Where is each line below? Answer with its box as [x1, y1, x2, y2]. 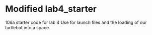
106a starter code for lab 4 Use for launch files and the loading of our [5, 19, 147, 25]
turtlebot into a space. [5, 24, 51, 30]
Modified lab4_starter [5, 3, 97, 15]
